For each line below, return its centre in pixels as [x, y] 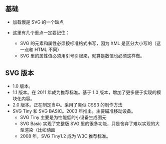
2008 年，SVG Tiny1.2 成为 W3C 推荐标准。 [65, 136]
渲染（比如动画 [40, 129]
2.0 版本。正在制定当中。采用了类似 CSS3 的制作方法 [67, 104]
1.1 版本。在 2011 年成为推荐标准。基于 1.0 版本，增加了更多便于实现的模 [87, 92]
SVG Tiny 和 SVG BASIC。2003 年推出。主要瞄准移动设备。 [74, 111]
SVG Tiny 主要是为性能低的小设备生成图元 [63, 117]
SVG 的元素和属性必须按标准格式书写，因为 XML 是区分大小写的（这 [91, 43]
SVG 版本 [20, 73]
